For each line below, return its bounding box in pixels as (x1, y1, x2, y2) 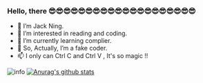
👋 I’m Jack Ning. (17, 22, 64, 30)
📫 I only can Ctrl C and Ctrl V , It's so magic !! (17, 52, 148, 60)
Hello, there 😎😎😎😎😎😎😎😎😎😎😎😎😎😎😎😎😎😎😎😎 (7, 6, 196, 16)
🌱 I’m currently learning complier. (17, 37, 112, 45)
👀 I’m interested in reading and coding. (17, 29, 128, 37)
